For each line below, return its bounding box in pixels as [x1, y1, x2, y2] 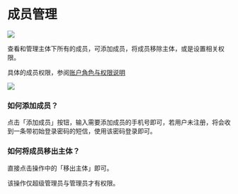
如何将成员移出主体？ [7, 146, 80, 156]
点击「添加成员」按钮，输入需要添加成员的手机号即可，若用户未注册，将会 [7, 118, 225, 127]
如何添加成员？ [7, 100, 59, 110]
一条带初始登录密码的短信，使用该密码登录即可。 [13, 127, 157, 135]
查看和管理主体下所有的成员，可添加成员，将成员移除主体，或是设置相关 [7, 44, 218, 53]
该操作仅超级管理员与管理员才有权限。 [7, 178, 119, 187]
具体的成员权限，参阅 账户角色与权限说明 [7, 68, 125, 76]
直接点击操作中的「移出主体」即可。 [7, 164, 113, 172]
